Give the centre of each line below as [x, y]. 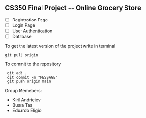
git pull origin [21, 55]
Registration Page [30, 20]
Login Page [23, 25]
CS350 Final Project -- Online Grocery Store [73, 8]
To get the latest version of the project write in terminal [60, 46]
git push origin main [29, 82]
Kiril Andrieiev [26, 100]
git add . [17, 73]
